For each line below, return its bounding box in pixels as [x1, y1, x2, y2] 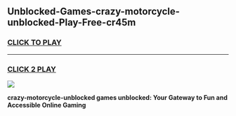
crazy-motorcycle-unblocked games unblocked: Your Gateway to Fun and [7, 93, 228, 101]
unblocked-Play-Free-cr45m [7, 17, 136, 29]
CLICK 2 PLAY [7, 64, 56, 74]
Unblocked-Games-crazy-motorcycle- [7, 6, 181, 18]
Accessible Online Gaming [7, 101, 86, 109]
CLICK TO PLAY [7, 38, 62, 48]
